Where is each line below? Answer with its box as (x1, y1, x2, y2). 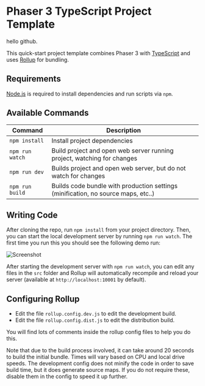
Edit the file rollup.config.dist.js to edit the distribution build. (15, 317, 175, 324)
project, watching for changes (51, 154, 137, 162)
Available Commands (6, 108, 89, 118)
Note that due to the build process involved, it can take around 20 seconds (6, 347, 194, 354)
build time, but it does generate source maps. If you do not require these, (6, 366, 190, 374)
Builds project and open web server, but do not (51, 164, 186, 172)
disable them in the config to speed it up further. (6, 373, 128, 380)
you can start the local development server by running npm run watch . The (6, 233, 193, 240)
